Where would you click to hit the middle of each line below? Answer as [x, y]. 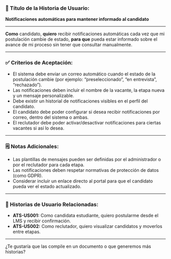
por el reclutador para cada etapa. [49, 165]
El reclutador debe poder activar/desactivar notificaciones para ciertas [87, 122]
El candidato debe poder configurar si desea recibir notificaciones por [86, 112]
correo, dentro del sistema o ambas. [51, 117]
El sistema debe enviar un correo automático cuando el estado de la [84, 74]
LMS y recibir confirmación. [42, 221]
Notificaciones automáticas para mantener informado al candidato [77, 19]
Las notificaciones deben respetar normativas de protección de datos [86, 170]
